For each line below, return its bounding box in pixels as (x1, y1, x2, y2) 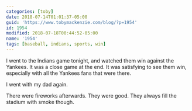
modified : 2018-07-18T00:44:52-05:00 (6, 30, 98, 36)
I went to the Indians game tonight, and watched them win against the (6, 57, 174, 64)
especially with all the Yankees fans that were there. (6, 70, 132, 77)
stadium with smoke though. (6, 98, 74, 105)
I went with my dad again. (6, 81, 68, 88)
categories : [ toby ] (6, 8, 54, 15)
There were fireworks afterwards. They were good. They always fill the (6, 92, 177, 99)
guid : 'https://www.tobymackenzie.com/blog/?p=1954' (6, 19, 138, 25)
